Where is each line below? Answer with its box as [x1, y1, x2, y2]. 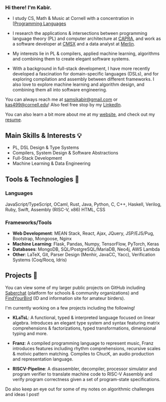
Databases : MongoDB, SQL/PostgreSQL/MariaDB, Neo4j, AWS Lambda [12, 246, 160, 252]
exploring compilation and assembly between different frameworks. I [12, 76, 154, 82]
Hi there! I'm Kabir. [5, 4, 51, 11]
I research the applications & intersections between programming [12, 30, 147, 36]
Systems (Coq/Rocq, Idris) [12, 257, 67, 263]
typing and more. [12, 330, 48, 336]
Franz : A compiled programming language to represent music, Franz [12, 340, 154, 346]
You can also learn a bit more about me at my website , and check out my [5, 111, 155, 117]
